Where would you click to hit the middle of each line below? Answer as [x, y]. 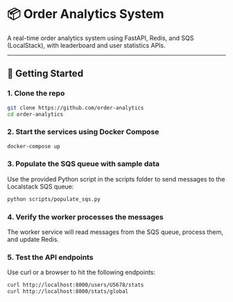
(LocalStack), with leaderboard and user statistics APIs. [87, 45]
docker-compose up [34, 146]
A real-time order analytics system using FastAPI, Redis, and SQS [101, 38]
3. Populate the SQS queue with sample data [84, 164]
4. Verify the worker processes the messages [86, 217]
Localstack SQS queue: [41, 186]
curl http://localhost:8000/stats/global [68, 292]
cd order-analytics [35, 114]
